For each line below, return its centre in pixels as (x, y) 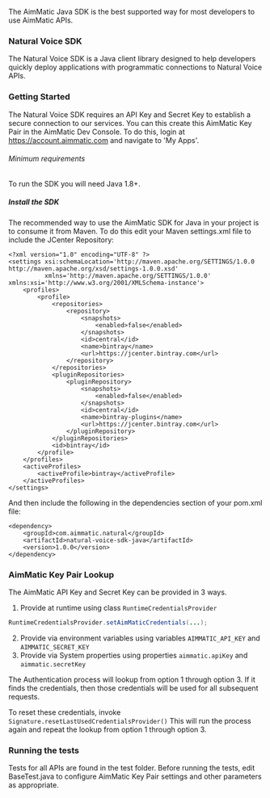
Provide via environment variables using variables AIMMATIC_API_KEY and (140, 638)
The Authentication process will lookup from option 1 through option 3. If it (132, 679)
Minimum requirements (47, 159)
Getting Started (39, 97)
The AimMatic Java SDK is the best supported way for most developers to (132, 12)
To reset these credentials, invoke (65, 712)
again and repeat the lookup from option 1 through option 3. (108, 729)
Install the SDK (34, 202)
